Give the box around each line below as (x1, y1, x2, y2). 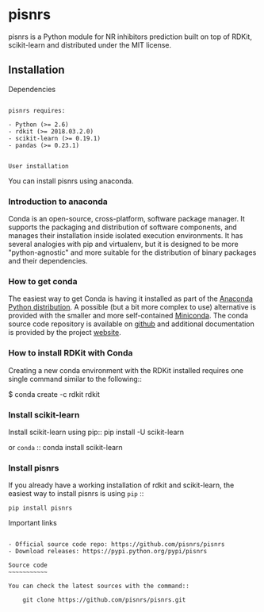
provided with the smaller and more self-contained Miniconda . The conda (8, 311, 248, 321)
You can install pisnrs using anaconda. (8, 176, 134, 186)
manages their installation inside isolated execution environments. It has (8, 231, 243, 241)
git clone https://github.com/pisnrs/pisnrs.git (22, 596, 186, 604)
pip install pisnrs (8, 504, 73, 513)
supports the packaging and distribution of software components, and (8, 222, 238, 232)
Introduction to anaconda (8, 196, 109, 207)
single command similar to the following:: (8, 374, 143, 383)
